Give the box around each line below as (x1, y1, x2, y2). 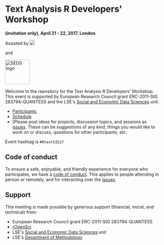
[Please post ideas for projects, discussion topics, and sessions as (12, 119, 147, 124)
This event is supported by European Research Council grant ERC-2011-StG (5, 93, 158, 99)
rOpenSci (12, 224, 32, 230)
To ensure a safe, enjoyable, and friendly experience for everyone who (5, 166, 148, 172)
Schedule (12, 113, 32, 119)
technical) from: (5, 209, 37, 215)
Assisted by (5, 40, 29, 46)
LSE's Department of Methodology (12, 234, 82, 240)
